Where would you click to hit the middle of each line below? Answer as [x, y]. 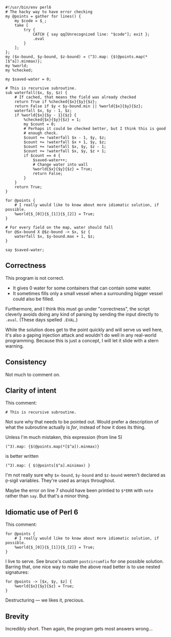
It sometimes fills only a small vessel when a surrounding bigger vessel [88, 293]
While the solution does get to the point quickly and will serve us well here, [84, 330]
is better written [22, 456]
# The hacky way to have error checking [49, 12]
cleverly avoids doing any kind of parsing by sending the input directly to [82, 314]
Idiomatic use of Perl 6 [42, 512]
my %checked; [19, 70]
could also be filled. [34, 299]
